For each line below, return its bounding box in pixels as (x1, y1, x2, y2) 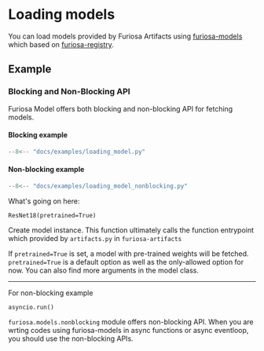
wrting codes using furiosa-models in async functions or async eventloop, (8, 325, 249, 335)
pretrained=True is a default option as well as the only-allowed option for (8, 257, 244, 266)
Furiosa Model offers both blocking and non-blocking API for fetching (8, 104, 233, 113)
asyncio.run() (8, 303, 55, 311)
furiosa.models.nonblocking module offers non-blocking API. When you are (8, 316, 254, 327)
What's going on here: (8, 196, 80, 206)
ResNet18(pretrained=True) (8, 211, 97, 219)
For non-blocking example (8, 288, 93, 298)
